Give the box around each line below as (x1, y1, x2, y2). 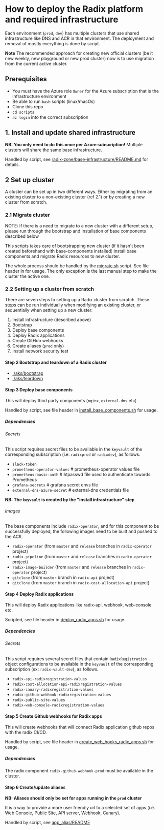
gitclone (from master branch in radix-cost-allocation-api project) (12, 580, 150, 586)
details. (5, 161, 20, 167)
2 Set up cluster (5, 176, 54, 184)
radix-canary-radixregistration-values (12, 687, 94, 692)
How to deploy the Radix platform (5, 3, 143, 15)
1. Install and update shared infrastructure (5, 128, 136, 137)
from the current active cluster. (5, 61, 68, 66)
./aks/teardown (12, 376, 43, 382)
